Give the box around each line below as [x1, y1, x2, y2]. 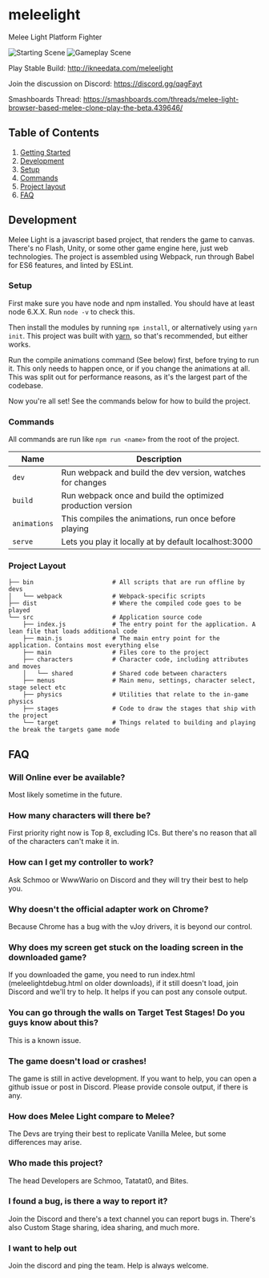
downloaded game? [8, 951, 87, 963]
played [8, 607, 30, 615]
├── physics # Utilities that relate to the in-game [22, 691, 249, 699]
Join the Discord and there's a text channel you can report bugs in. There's [8, 1214, 256, 1223]
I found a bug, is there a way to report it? [8, 1195, 168, 1207]
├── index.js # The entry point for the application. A [22, 620, 256, 629]
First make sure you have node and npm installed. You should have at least [8, 298, 255, 308]
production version [61, 500, 133, 511]
